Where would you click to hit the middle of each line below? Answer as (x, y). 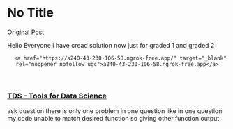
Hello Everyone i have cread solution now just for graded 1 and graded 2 (111, 45)
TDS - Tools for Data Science (57, 96)
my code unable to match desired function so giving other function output (113, 119)
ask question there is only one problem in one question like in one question (115, 111)
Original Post (26, 32)
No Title (31, 13)
